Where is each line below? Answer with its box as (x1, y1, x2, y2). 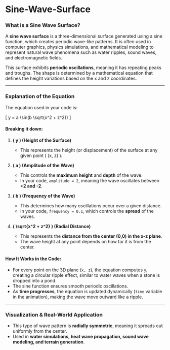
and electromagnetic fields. (5, 55, 62, 61)
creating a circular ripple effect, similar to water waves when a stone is (12, 272, 160, 278)
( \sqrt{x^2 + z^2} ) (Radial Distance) (12, 223, 91, 229)
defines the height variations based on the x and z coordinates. (5, 75, 137, 82)
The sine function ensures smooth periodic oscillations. (12, 283, 129, 289)
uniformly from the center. (12, 328, 67, 334)
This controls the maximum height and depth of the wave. (20, 172, 143, 178)
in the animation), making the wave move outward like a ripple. (12, 294, 143, 300)
